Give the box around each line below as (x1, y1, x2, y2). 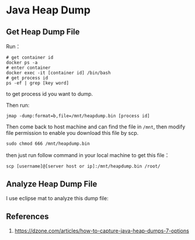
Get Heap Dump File (6, 27, 80, 37)
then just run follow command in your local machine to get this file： (6, 152, 170, 158)
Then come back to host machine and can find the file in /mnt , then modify (6, 123, 186, 130)
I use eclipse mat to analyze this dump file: (6, 194, 109, 201)
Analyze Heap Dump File (6, 179, 97, 189)
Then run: (6, 102, 30, 109)
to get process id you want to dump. (6, 91, 93, 97)
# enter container (6, 65, 51, 71)
